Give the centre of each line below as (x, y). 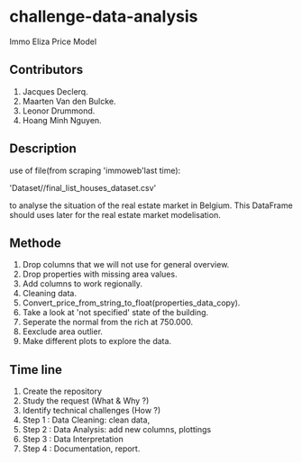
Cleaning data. (50, 294)
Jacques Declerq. (55, 91)
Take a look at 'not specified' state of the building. (115, 313)
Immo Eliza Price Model (53, 41)
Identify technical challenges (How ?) (92, 411)
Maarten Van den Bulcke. (69, 101)
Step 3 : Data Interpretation (73, 440)
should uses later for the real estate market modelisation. (115, 214)
